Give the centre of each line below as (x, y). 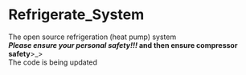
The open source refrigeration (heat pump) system (92, 37)
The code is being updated (53, 62)
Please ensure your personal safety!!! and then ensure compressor (123, 45)
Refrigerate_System (76, 15)
